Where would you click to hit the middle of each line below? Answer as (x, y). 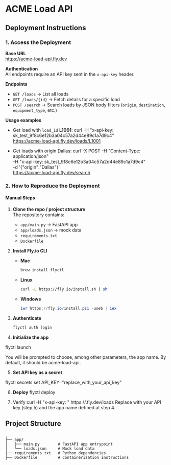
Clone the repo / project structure (49, 209)
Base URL (16, 53)
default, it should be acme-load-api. (43, 362)
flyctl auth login (32, 328)
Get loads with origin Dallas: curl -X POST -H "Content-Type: (77, 151)
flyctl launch (18, 347)
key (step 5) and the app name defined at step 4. (64, 407)
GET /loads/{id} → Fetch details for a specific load (66, 99)
